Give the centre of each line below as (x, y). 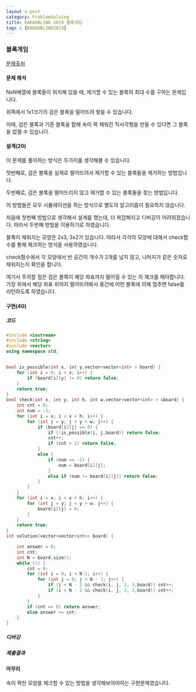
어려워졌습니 (176, 217)
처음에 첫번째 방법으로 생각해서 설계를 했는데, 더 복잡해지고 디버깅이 (83, 217)
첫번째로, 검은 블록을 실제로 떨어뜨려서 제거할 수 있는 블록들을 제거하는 (86, 172)
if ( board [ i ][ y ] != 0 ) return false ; (73, 378)
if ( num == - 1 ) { (69, 460)
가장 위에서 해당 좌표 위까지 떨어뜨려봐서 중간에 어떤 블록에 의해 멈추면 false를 (95, 284)
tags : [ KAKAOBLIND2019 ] (36, 28)
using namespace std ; (32, 352)
